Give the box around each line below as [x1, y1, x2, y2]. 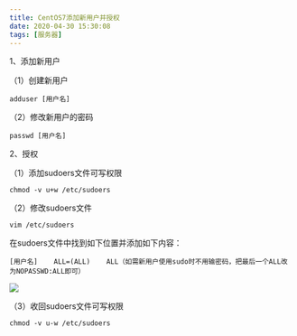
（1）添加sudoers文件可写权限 [9, 168, 123, 179]
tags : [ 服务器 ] [9, 30, 63, 39]
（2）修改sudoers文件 [9, 202, 92, 213]
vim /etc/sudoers [9, 220, 75, 230]
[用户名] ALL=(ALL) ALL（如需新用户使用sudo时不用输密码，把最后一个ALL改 [9, 257, 288, 266]
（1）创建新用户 [9, 75, 69, 86]
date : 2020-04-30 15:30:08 [9, 22, 111, 31]
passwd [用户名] [9, 132, 67, 141]
